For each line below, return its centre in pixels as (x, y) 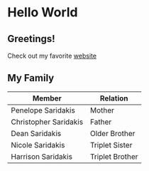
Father (101, 122)
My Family (31, 78)
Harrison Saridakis (42, 156)
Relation (114, 98)
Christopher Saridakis (47, 122)
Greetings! (31, 39)
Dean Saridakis (36, 133)
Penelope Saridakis (43, 110)
